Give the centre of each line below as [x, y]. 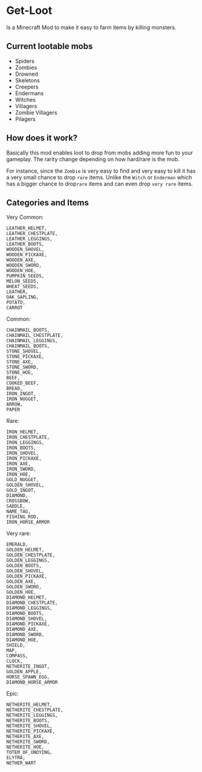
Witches [25, 99]
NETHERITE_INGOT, [28, 667]
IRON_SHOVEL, [23, 453]
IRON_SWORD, [21, 469]
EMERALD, [17, 545]
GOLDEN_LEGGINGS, [28, 561]
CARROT [15, 308]
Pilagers [25, 119]
